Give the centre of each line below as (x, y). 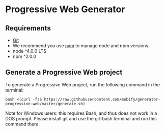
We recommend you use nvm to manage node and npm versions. (81, 46)
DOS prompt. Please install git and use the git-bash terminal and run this (81, 118)
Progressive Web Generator (65, 9)
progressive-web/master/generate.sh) (45, 104)
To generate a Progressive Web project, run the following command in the (83, 84)
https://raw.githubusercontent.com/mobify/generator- (102, 99)
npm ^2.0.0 (24, 56)
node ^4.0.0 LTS (30, 51)
